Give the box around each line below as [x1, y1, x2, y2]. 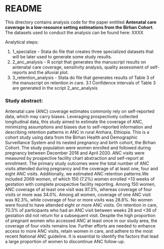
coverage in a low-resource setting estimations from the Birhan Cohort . [5, 24, 154, 30]
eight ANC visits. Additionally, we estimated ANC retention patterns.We [5, 171, 149, 177]
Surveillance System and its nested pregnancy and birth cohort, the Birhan [5, 140, 156, 146]
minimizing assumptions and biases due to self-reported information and [5, 124, 152, 130]
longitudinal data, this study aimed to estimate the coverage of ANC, [5, 119, 143, 125]
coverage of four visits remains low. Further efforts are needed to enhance [5, 223, 156, 229]
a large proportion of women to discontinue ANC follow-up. [5, 239, 125, 245]
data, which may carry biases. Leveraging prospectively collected [5, 114, 138, 120]
